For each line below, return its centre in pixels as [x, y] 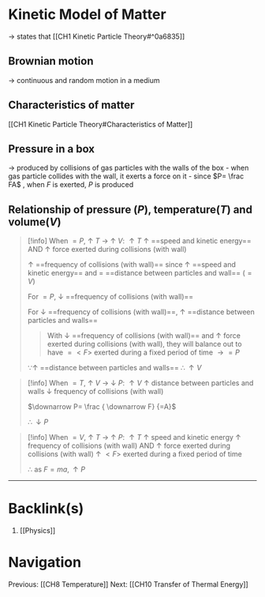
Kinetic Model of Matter [88, 15]
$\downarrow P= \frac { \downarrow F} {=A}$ [102, 407]
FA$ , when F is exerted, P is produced [71, 185]
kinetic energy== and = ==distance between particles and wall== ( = [140, 273]
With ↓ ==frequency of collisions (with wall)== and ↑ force [144, 336]
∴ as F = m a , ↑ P [56, 469]
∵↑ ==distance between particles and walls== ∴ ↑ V [114, 368]
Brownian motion [51, 61]
